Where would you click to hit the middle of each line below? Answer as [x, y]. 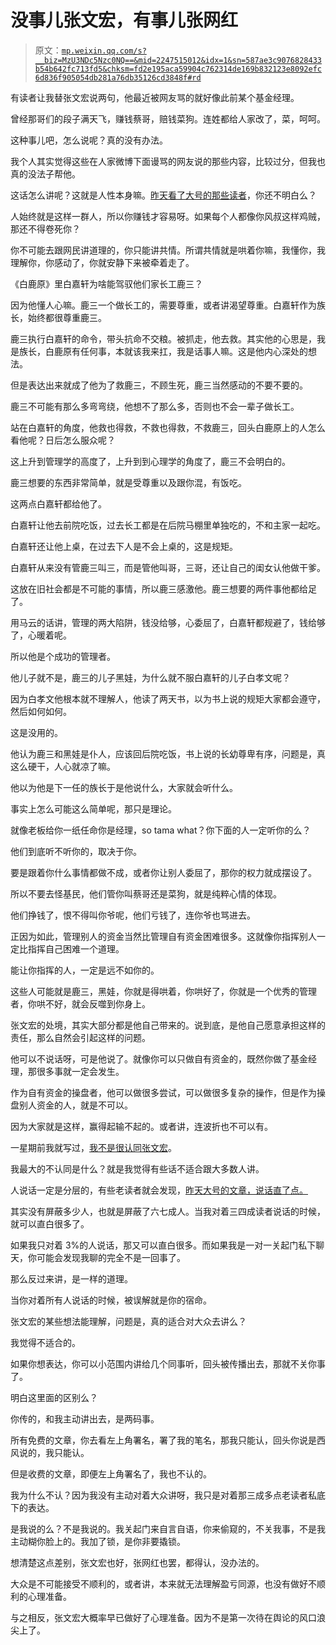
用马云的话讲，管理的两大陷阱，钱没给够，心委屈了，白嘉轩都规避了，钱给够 [168, 622]
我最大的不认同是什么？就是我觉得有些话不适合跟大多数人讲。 [137, 1168]
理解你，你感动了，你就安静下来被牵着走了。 [102, 262]
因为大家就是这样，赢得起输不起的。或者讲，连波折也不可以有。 [141, 1126]
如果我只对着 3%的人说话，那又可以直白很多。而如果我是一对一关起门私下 [163, 1245]
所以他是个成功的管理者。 [63, 656]
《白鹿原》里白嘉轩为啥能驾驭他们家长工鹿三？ [106, 283]
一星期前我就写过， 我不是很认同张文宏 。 [93, 1147]
